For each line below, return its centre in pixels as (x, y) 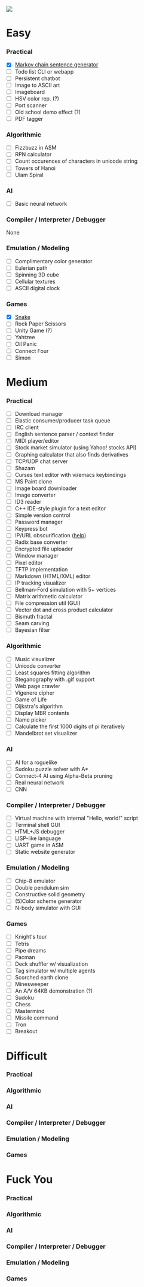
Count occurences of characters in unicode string (76, 161)
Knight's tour (31, 937)
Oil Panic (26, 344)
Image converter (35, 495)
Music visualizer (35, 659)
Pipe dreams (30, 950)
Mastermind (30, 1011)
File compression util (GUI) (48, 603)
